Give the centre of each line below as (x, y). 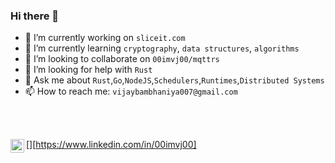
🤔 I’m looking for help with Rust (88, 70)
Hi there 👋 (35, 16)
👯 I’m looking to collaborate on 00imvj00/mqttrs (122, 59)
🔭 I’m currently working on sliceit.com (105, 38)
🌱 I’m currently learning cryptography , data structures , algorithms (162, 48)
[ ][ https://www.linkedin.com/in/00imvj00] (111, 145)
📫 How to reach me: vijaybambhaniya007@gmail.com (131, 91)
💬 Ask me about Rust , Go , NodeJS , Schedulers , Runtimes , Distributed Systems (174, 80)
